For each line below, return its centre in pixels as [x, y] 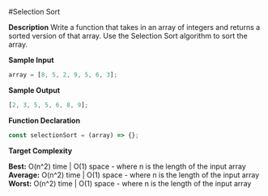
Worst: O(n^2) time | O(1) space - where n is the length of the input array [130, 183]
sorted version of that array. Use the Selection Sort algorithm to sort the [128, 36]
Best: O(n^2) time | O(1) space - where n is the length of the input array [128, 166]
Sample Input [31, 60]
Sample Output [34, 90]
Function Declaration [45, 120]
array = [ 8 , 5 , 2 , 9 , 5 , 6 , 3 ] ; [63, 75]
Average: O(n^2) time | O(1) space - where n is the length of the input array [134, 175]
